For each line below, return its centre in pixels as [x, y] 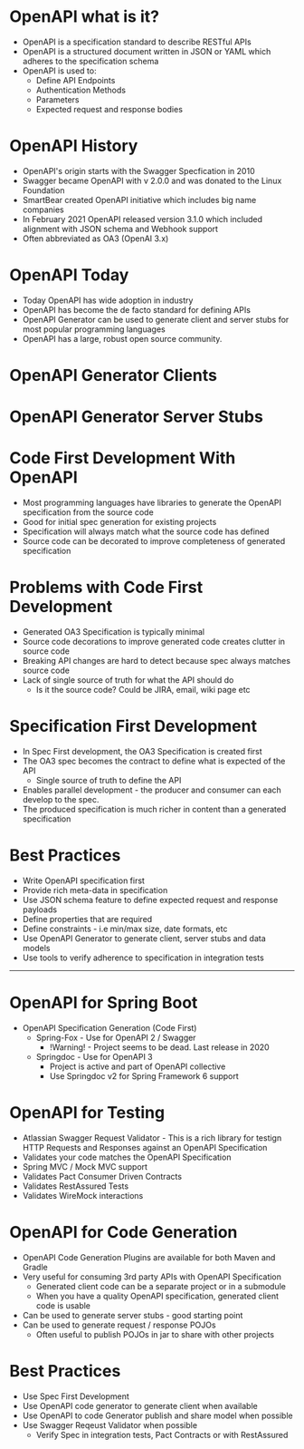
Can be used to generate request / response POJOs [119, 1325]
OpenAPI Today [69, 275]
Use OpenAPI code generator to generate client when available [140, 1405]
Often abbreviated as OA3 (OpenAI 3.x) [95, 238]
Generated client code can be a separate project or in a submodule [161, 1286]
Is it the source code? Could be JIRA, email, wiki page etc [143, 690]
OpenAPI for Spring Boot [104, 1003]
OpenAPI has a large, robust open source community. [122, 338]
